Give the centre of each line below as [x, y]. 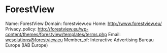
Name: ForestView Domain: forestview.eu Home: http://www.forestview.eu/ [84, 23]
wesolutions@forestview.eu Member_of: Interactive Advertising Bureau [79, 40]
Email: [114, 34]
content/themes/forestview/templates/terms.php [56, 34]
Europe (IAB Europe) [27, 45]
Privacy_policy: [21, 29]
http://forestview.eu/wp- [63, 29]
